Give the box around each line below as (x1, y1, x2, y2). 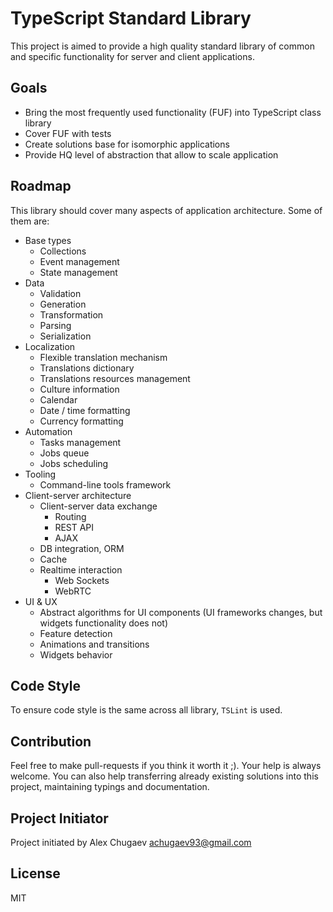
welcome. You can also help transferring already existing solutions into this (10, 770, 319, 782)
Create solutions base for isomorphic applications (24, 138, 230, 150)
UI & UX (24, 595, 58, 607)
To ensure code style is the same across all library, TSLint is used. (10, 704, 283, 716)
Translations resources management (39, 372, 191, 384)
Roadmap (10, 178, 72, 195)
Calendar (39, 393, 78, 406)
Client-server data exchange (39, 500, 158, 512)
